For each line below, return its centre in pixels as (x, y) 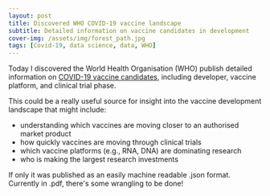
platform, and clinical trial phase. (62, 86)
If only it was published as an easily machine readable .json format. (120, 175)
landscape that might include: (57, 110)
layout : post (30, 16)
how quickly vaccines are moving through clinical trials (111, 142)
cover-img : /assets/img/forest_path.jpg (77, 38)
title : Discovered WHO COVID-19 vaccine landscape (95, 23)
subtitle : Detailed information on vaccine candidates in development (129, 31)
